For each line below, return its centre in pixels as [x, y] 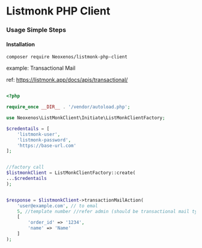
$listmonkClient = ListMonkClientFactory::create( [71, 173]
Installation [20, 44]
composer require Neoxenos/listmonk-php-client [67, 57]
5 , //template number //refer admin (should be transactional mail [103, 211]
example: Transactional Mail [41, 68]
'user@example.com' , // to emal [57, 206]
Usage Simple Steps [36, 30]
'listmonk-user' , [39, 134]
